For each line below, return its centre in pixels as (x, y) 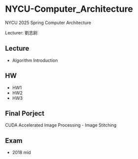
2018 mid (21, 153)
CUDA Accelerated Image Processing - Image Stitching (61, 125)
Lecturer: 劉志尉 (21, 32)
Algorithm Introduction (35, 60)
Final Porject (25, 113)
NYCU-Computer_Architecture (69, 9)
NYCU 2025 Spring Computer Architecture (48, 23)
